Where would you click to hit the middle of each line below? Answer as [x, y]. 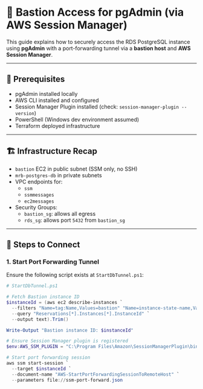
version [24, 113]
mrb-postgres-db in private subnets [58, 175]
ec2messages [39, 201]
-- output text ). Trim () [40, 319]
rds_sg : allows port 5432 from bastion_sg [75, 220]
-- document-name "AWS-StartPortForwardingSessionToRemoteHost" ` [96, 374]
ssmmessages [39, 195]
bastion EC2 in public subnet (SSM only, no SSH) [76, 169]
